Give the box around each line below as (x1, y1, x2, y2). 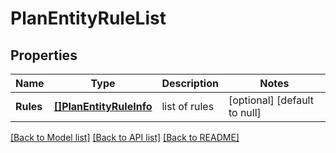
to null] (228, 106, 262, 119)
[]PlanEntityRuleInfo (53, 100, 153, 113)
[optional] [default (228, 93, 314, 107)
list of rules (161, 100, 215, 113)
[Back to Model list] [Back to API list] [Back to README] (10, 132, 240, 143)
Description (161, 77, 219, 90)
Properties (10, 47, 78, 64)
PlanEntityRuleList (10, 7, 167, 30)
